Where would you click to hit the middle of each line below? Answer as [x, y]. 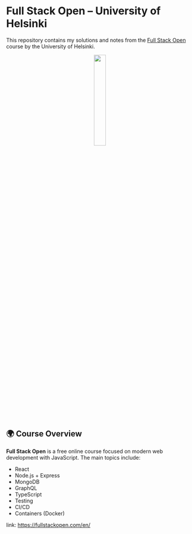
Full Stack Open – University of [84, 11]
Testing [24, 501]
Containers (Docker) [40, 513]
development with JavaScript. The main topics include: [73, 457]
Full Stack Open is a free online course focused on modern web [85, 451]
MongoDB [27, 482]
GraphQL [26, 488]
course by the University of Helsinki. [51, 46]
